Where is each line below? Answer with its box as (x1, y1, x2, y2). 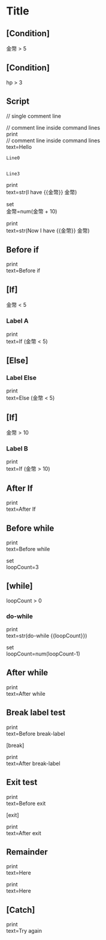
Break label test (6, 707, 66, 718)
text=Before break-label (6, 730, 65, 737)
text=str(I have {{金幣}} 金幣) (6, 188, 77, 195)
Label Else (6, 373, 37, 382)
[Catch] (6, 904, 35, 915)
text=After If (6, 505, 36, 513)
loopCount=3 (6, 563, 39, 570)
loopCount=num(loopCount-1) (6, 650, 81, 658)
